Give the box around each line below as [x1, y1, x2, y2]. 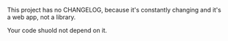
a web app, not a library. [7, 13, 76, 21]
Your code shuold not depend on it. [7, 27, 107, 34]
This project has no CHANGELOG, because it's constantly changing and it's [7, 6, 222, 14]
